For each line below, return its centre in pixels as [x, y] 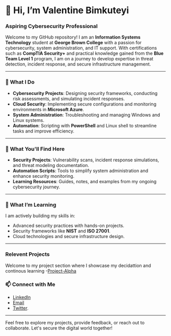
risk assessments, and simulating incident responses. [69, 98]
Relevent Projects [27, 254]
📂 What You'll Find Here [35, 149]
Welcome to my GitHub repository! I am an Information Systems [73, 37]
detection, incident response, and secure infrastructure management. [78, 64]
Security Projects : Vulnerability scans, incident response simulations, [86, 160]
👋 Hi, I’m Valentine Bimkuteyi [67, 10]
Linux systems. [28, 120]
